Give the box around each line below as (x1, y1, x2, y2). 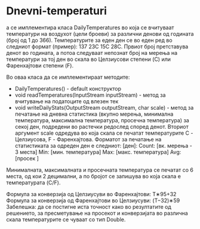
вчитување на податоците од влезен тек (14, 97, 119, 105)
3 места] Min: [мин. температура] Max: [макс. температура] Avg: (14, 148, 181, 156)
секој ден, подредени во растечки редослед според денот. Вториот (14, 123, 189, 130)
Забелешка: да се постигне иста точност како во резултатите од (6, 203, 172, 210)
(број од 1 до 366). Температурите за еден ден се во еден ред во (6, 36, 173, 44)
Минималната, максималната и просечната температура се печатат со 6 (6, 166, 194, 174)
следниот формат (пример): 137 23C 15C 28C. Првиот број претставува (6, 43, 189, 50)
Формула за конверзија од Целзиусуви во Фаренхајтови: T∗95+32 (6, 190, 177, 197)
